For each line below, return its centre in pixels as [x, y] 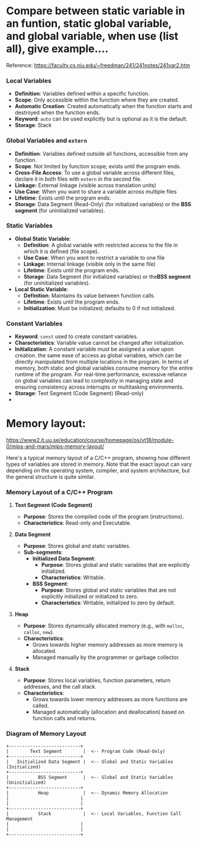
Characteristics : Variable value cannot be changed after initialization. [99, 343]
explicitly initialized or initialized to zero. [90, 597]
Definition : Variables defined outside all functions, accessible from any [101, 153]
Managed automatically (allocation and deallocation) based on [108, 712]
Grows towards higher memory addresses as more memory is [108, 645]
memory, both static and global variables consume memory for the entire [104, 368]
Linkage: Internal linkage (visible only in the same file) [89, 264]
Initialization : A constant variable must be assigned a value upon [94, 349]
